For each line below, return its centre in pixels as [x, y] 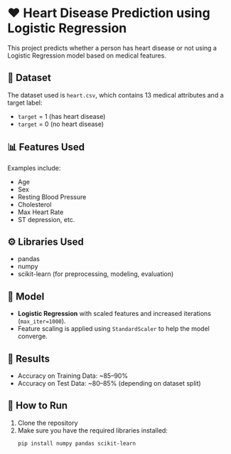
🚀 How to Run [38, 406]
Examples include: [34, 168]
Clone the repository [48, 423]
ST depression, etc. [46, 219]
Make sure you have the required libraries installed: [93, 430]
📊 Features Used [46, 147]
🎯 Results [28, 358]
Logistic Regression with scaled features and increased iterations [114, 314]
